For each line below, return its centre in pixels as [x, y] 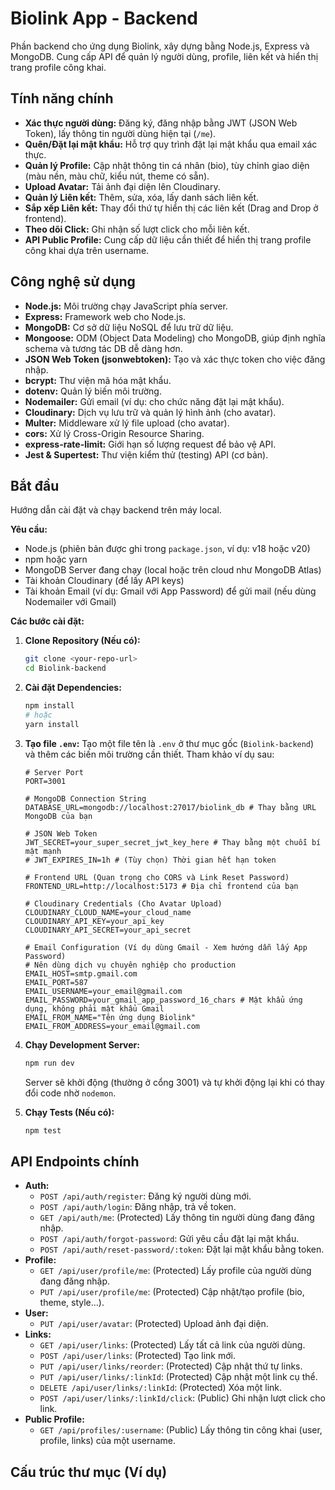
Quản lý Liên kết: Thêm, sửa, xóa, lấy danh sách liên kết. [142, 197]
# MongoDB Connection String [85, 798]
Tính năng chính [62, 98]
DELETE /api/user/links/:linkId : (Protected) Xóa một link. [161, 1388]
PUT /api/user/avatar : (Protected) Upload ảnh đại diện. [154, 1324]
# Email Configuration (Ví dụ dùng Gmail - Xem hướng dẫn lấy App [166, 947]
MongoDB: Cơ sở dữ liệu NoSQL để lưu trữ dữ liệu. [129, 327]
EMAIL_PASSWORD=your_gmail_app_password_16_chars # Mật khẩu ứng [163, 1000]
